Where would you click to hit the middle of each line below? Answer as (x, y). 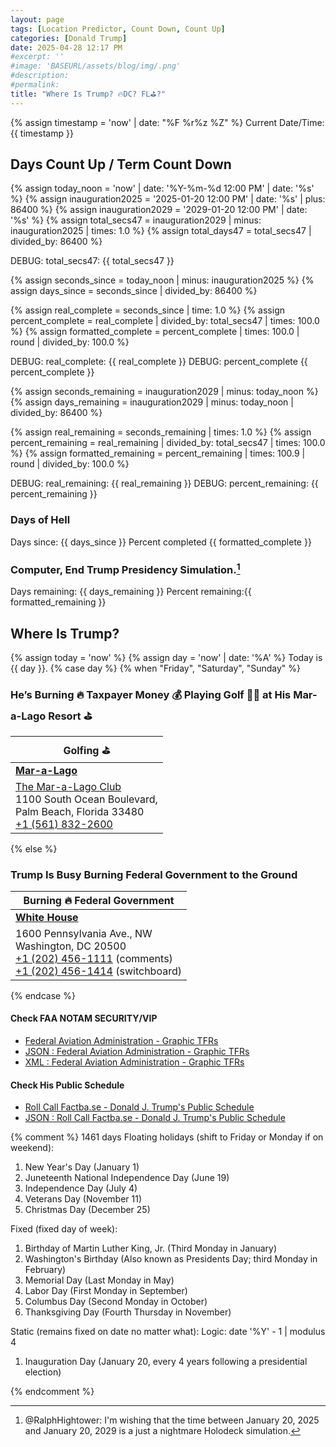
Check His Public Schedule (67, 1085)
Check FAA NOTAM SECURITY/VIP (84, 1018)
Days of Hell (40, 520)
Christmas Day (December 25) (87, 1210)
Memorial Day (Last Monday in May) (99, 1280)
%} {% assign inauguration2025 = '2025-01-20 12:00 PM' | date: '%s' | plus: (168, 199)
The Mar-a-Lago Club (68, 786)
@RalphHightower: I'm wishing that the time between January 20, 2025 (172, 1420)
